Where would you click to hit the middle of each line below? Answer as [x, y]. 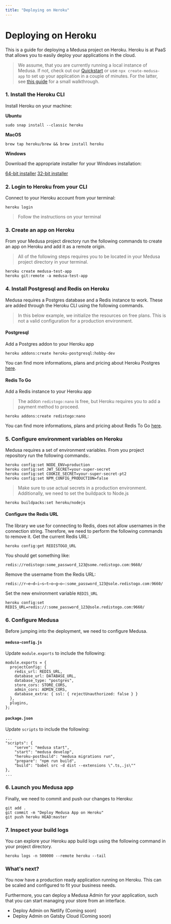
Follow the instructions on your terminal [59, 217]
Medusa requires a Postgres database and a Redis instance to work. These [84, 300]
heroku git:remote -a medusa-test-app [46, 276]
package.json [19, 718]
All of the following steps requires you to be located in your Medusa [89, 256]
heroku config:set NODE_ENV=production [48, 465]
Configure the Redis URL [32, 514]
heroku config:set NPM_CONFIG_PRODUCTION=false [57, 478]
